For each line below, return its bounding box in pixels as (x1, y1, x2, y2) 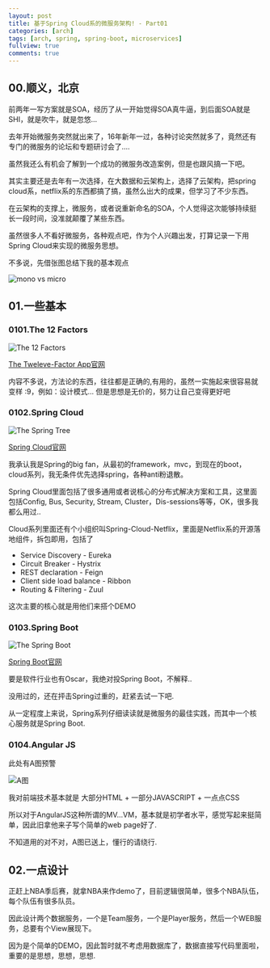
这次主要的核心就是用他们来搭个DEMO (8, 601, 136, 611)
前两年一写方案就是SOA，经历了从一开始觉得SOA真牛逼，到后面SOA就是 (8, 104, 251, 114)
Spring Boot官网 (8, 657, 62, 667)
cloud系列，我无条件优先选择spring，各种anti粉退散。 (8, 469, 188, 479)
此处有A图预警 (8, 759, 57, 768)
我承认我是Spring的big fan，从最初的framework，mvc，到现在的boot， (8, 459, 247, 469)
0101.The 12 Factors (8, 324, 89, 335)
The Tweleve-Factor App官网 (8, 359, 106, 368)
